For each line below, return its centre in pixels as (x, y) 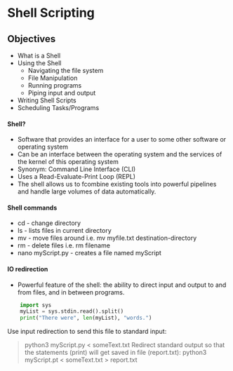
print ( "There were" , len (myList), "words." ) (86, 318)
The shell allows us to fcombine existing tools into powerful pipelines (117, 184)
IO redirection (28, 269)
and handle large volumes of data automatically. (87, 191)
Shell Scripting (51, 13)
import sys (36, 305)
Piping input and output (62, 93)
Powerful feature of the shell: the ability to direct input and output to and (122, 285)
